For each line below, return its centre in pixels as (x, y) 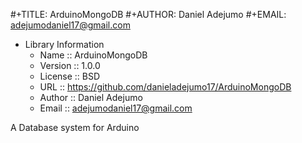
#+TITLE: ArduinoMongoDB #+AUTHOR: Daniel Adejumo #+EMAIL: (148, 14)
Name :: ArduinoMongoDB (93, 55)
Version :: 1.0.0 (70, 65)
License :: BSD (70, 76)
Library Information (64, 44)
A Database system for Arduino (75, 127)
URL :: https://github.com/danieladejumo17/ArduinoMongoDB (165, 87)
